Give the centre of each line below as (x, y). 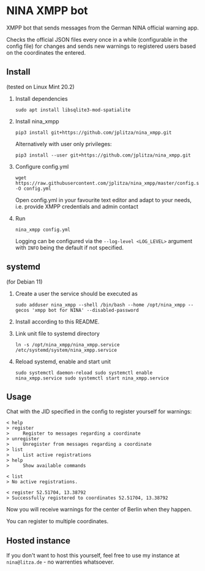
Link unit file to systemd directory (57, 333)
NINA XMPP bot (47, 11)
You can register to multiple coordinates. (58, 521)
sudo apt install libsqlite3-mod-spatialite (73, 110)
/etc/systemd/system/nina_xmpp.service (66, 350)
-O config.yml (33, 188)
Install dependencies (42, 98)
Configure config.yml (42, 166)
